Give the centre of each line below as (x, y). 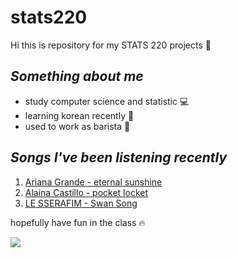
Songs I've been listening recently (119, 157)
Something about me (77, 76)
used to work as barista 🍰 (77, 126)
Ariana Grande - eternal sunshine (93, 182)
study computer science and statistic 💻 (107, 101)
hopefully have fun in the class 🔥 (78, 222)
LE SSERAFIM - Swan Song (81, 203)
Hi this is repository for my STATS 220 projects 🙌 (111, 45)
